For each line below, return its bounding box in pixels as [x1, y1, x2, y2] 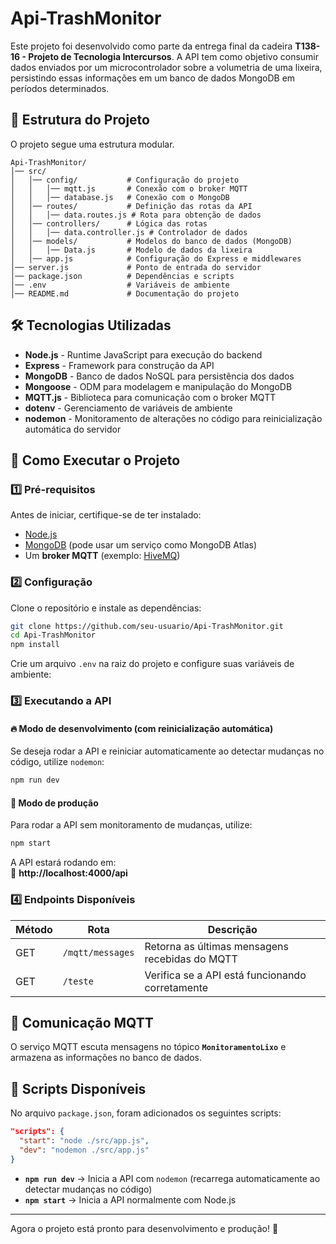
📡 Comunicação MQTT [10, 1014, 154, 1031]
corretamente [144, 980, 209, 994]
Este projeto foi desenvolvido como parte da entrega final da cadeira [10, 40, 293, 52]
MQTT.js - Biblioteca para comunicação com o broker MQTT [24, 391, 277, 403]
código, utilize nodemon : [10, 756, 105, 768]
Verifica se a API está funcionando [144, 968, 307, 982]
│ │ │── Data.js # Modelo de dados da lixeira [10, 245, 253, 255]
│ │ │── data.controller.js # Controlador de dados [10, 227, 248, 237]
